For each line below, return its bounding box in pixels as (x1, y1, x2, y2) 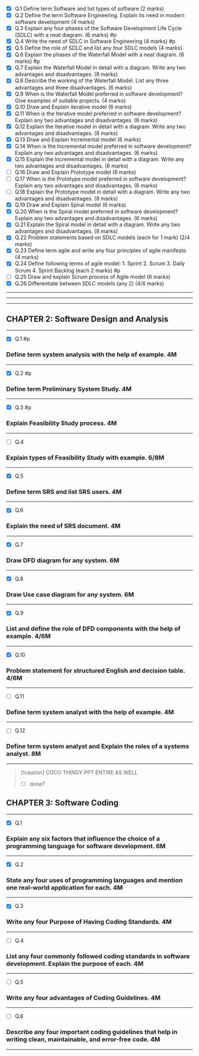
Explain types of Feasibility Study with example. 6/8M (6, 454, 165, 462)
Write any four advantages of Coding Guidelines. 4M (6, 994, 161, 1002)
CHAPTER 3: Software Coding (6, 798, 119, 808)
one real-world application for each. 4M (6, 883, 123, 892)
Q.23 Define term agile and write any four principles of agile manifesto (14, 247, 187, 254)
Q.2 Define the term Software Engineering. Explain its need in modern (14, 12, 185, 19)
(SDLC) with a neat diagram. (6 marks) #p (14, 31, 117, 39)
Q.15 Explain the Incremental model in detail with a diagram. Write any (14, 156, 185, 163)
